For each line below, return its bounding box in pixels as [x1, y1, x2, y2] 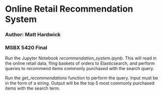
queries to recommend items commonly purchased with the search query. [5, 66, 154, 72]
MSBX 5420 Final [5, 44, 47, 51]
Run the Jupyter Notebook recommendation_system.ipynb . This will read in [5, 55, 157, 61]
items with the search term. [5, 85, 60, 91]
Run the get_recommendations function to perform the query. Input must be [5, 75, 158, 81]
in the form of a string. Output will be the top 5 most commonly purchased [5, 80, 155, 86]
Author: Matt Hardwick [5, 31, 61, 38]
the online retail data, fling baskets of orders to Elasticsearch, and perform [5, 60, 155, 66]
